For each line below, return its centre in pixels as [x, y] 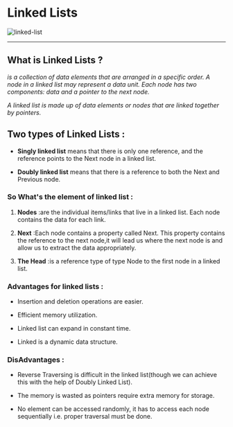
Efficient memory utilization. [57, 315]
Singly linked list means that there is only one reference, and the [110, 151]
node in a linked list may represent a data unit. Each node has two [102, 84]
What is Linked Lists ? [55, 60]
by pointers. [24, 112]
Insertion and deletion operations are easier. [80, 302]
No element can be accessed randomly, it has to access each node [113, 409]
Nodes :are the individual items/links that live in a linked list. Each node [119, 212]
